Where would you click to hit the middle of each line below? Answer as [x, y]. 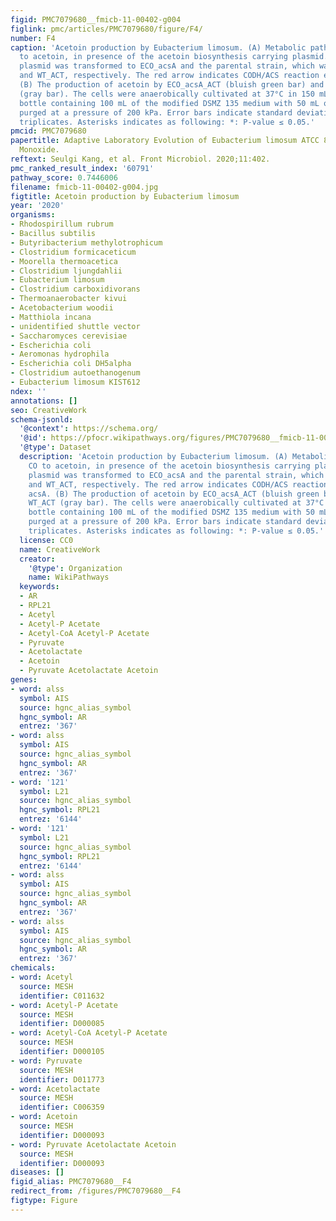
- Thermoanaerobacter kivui [69, 299]
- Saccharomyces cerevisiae [69, 336]
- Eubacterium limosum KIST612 [75, 382]
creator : [37, 559]
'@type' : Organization [75, 568]
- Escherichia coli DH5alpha [71, 364]
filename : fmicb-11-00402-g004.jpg [84, 187]
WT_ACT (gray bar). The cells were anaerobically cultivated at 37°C [176, 503]
